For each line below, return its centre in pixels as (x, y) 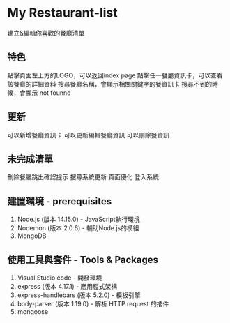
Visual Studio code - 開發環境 (60, 278)
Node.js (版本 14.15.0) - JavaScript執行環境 (79, 219)
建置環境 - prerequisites (60, 201)
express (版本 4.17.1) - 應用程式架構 (67, 286)
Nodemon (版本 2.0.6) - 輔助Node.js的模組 (78, 228)
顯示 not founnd (48, 93)
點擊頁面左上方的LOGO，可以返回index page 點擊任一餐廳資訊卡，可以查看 (115, 75)
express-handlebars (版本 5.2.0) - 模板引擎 (79, 295)
